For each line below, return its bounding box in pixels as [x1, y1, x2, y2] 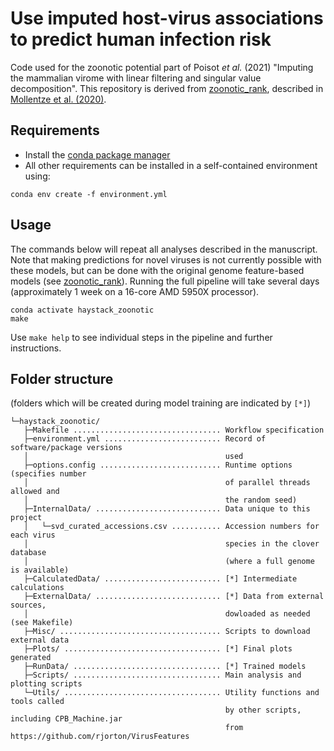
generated [10, 653, 52, 663]
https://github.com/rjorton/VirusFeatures [10, 732, 190, 742]
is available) [10, 565, 70, 576]
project [10, 513, 43, 523]
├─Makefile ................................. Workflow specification [23, 425, 325, 436]
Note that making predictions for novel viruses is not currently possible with [10, 253, 322, 266]
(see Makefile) [10, 618, 74, 628]
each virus [10, 530, 56, 541]
